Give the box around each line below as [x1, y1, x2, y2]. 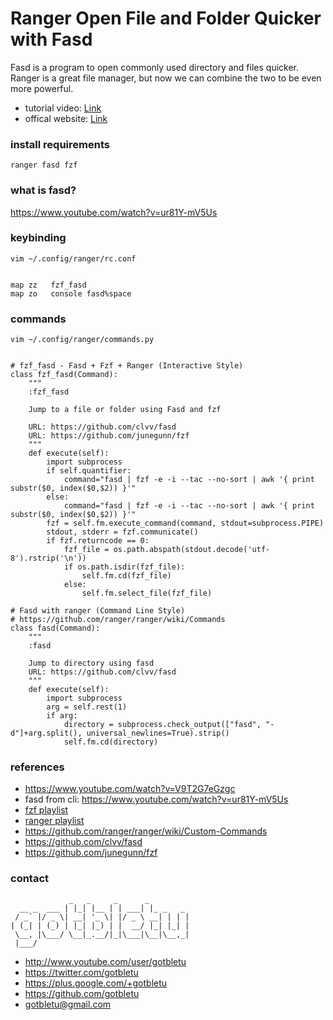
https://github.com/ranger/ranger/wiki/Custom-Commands [24, 825, 268, 837]
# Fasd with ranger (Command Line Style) [10, 606, 186, 616]
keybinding [10, 231, 67, 245]
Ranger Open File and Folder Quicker [10, 7, 322, 30]
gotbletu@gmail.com [24, 998, 112, 1010]
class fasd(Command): [10, 623, 101, 634]
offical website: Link [24, 112, 108, 124]
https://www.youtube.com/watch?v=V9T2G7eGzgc [24, 783, 236, 795]
